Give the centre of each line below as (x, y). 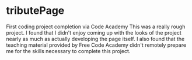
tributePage (35, 11)
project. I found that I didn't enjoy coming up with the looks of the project (94, 32)
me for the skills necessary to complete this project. (68, 51)
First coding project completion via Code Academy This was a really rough (96, 27)
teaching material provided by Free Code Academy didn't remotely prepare (96, 45)
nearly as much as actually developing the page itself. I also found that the (95, 39)
